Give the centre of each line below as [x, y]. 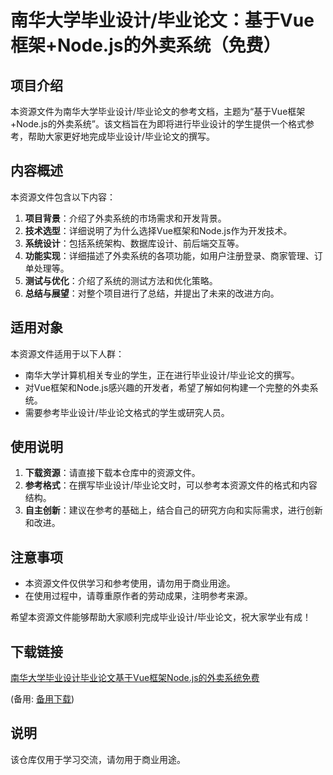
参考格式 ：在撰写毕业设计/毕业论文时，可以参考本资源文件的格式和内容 [171, 485]
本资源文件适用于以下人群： [67, 353]
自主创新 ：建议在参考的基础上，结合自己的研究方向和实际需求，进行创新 [173, 510]
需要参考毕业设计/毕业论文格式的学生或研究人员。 [127, 412]
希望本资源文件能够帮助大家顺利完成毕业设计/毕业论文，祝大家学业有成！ [161, 617]
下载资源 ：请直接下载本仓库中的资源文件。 [112, 473]
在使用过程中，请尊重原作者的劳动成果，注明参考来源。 [138, 596]
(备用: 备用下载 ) [42, 699]
